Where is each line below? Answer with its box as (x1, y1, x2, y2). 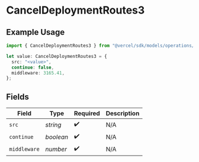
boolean (45, 132, 69, 141)
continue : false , (11, 64, 54, 70)
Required (73, 109, 101, 118)
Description (105, 109, 140, 118)
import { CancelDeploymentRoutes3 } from (6, 43, 110, 48)
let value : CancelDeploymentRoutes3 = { (6, 53, 108, 59)
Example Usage (6, 27, 65, 37)
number (45, 145, 67, 153)
